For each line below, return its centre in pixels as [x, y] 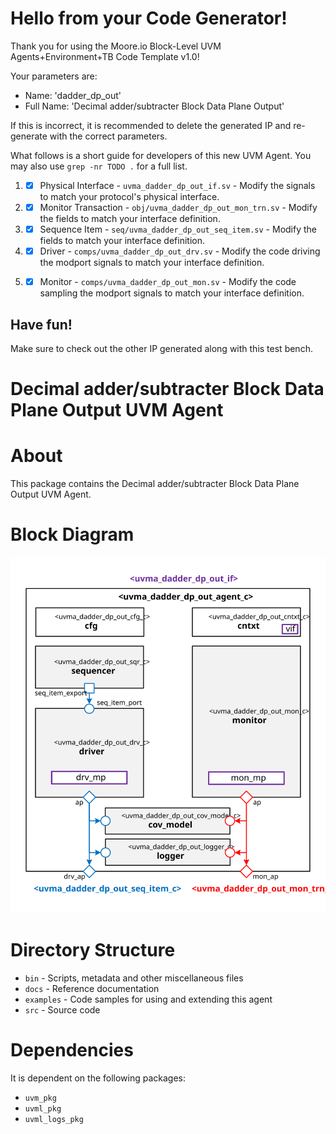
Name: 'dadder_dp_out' [73, 95]
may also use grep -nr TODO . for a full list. [99, 166]
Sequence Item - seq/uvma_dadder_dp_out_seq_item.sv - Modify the [178, 229]
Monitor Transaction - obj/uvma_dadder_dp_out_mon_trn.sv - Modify [178, 207]
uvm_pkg [40, 1098]
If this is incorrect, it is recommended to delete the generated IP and [151, 125]
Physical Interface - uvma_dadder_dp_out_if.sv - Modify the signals [177, 185]
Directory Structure [93, 949]
